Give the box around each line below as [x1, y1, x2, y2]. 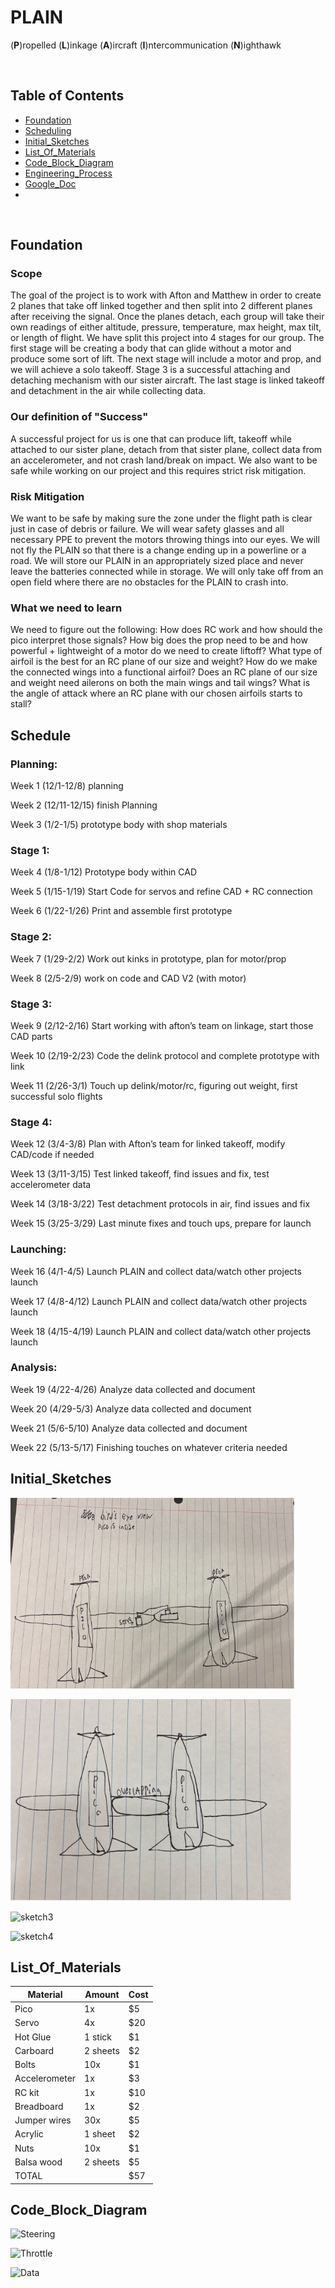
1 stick [84, 2031, 112, 2043]
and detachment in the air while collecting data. [10, 385, 207, 397]
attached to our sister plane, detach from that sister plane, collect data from [10, 443, 323, 455]
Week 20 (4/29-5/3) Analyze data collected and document [10, 1402, 252, 1415]
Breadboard [14, 2100, 64, 2112]
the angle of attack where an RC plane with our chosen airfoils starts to [10, 687, 303, 700]
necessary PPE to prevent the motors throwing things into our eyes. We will [10, 534, 320, 546]
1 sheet [84, 2128, 116, 2140]
